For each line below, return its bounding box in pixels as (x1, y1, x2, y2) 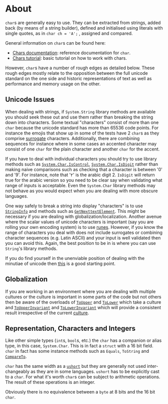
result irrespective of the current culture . (5, 310, 89, 316)
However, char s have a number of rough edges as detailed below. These (5, 65, 155, 71)
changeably (5, 368, 30, 374)
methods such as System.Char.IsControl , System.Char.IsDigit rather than (5, 161, 158, 167)
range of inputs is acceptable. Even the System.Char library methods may (5, 182, 155, 188)
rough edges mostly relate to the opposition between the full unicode (5, 70, 148, 76)
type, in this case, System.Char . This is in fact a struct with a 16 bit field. (5, 343, 154, 349)
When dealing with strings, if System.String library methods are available (5, 108, 156, 114)
